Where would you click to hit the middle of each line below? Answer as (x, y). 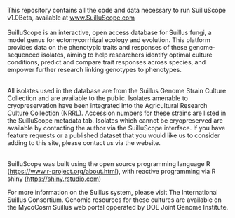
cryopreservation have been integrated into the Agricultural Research (107, 105)
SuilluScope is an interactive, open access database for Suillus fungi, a (109, 32)
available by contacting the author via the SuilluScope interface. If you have (116, 128)
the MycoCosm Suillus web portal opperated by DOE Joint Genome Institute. (118, 207)
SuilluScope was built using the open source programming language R (109, 164)
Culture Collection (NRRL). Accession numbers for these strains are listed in (117, 113)
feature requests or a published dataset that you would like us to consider (114, 135)
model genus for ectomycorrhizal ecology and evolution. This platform (109, 40)
